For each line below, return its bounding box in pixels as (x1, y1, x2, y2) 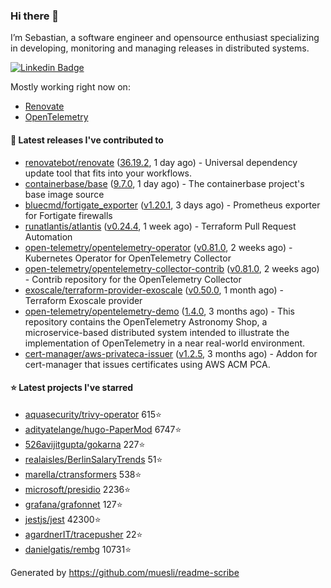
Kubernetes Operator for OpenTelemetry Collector (24, 252, 232, 264)
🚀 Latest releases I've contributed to (10, 134, 164, 146)
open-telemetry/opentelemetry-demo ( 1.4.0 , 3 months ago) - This (24, 305, 296, 317)
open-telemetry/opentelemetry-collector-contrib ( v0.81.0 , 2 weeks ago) (24, 262, 320, 274)
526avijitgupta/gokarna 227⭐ (24, 438, 146, 450)
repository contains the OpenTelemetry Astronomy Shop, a (24, 315, 268, 328)
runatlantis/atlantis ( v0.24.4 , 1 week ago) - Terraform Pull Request (24, 220, 297, 232)
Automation (24, 230, 73, 243)
